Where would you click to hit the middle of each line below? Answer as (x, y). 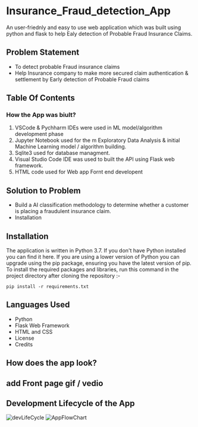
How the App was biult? (41, 115)
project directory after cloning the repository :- (63, 276)
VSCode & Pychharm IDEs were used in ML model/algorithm (88, 128)
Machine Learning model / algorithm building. (70, 147)
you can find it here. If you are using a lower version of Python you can (93, 257)
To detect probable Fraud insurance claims (67, 67)
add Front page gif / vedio (55, 383)
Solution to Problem (44, 190)
